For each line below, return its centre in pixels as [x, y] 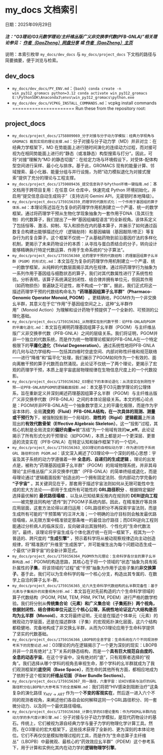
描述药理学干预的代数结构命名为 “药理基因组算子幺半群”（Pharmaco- [82, 291]
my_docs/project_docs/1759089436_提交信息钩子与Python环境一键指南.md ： [82, 184]
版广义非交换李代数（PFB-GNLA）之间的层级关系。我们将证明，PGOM [83, 333]
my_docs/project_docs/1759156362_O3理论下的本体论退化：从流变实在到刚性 [82, 382]
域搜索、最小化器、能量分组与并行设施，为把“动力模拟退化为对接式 [79, 171]
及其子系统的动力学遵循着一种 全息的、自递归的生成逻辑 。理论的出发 [86, 459]
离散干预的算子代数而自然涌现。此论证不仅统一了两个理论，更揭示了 [85, 364]
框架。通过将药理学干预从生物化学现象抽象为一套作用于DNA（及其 [79, 213]
